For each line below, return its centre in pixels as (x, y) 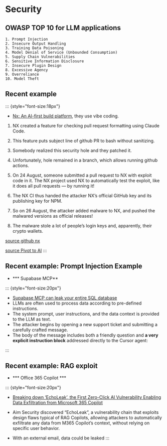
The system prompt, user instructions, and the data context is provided (86, 314)
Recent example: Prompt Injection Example (74, 266)
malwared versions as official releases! (53, 216)
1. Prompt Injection (27, 39)
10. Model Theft (22, 79)
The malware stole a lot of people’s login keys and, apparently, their (82, 226)
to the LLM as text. (32, 319)
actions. (21, 165)
